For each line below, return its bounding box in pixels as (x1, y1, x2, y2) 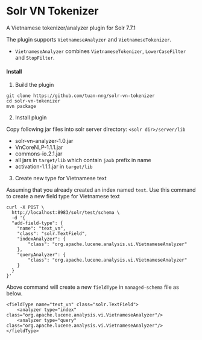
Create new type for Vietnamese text (14, 175, 107, 182)
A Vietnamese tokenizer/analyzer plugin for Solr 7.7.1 (6, 24, 136, 31)
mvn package (6, 104, 36, 110)
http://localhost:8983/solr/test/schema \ (11, 210, 120, 216)
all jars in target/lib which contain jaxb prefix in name (14, 157, 152, 164)
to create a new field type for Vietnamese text (6, 193, 120, 200)
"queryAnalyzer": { (17, 252, 66, 258)
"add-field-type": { (11, 220, 63, 227)
